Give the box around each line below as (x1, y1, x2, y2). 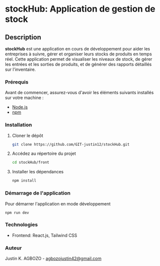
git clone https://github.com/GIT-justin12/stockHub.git (12, 142, 130, 147)
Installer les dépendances (12, 169, 64, 175)
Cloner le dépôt (12, 133, 44, 138)
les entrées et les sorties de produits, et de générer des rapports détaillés (5, 62, 152, 67)
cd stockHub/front (12, 160, 49, 165)
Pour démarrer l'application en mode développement (5, 200, 111, 207)
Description (5, 33, 41, 41)
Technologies (5, 221, 38, 228)
